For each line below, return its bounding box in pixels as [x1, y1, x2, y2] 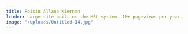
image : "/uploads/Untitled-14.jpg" [6, 19, 94, 25]
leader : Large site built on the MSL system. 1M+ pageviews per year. [6, 14, 183, 20]
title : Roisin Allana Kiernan [6, 8, 81, 14]
